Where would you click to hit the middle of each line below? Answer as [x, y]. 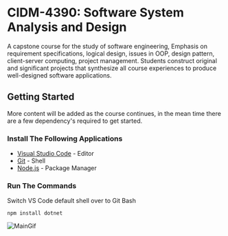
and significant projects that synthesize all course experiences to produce [112, 68]
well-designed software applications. [59, 75]
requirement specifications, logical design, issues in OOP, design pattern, [111, 54]
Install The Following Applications [65, 139]
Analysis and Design [67, 27]
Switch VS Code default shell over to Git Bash [71, 201]
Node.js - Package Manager [57, 168]
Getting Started [41, 97]
